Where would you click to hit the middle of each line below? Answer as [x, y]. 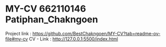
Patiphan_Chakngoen [52, 19]
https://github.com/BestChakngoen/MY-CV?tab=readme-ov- [97, 33]
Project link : [18, 33]
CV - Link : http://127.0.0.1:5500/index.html [74, 39]
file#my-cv [17, 39]
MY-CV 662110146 [46, 9]
